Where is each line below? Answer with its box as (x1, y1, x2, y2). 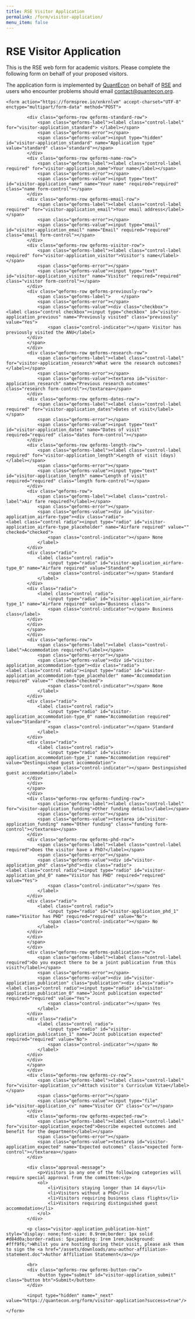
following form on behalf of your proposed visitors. (6, 70, 128, 77)
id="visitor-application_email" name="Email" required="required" (6, 227, 171, 233)
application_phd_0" (6, 873, 54, 879)
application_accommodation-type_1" (6, 755, 93, 761)
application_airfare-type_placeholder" (6, 525, 103, 530)
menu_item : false (6, 19, 48, 25)
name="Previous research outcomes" (63, 381, 150, 387)
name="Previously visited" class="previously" (63, 314, 179, 320)
